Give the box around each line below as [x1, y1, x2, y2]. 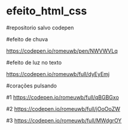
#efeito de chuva [6, 35, 48, 43]
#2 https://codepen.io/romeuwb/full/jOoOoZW [6, 105, 121, 112]
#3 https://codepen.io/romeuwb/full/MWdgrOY [6, 117, 122, 124]
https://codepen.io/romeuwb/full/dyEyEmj [6, 70, 110, 77]
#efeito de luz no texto [6, 59, 62, 66]
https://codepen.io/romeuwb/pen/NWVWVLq [6, 47, 118, 55]
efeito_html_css [6, 4, 87, 18]
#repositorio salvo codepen [6, 24, 74, 31]
